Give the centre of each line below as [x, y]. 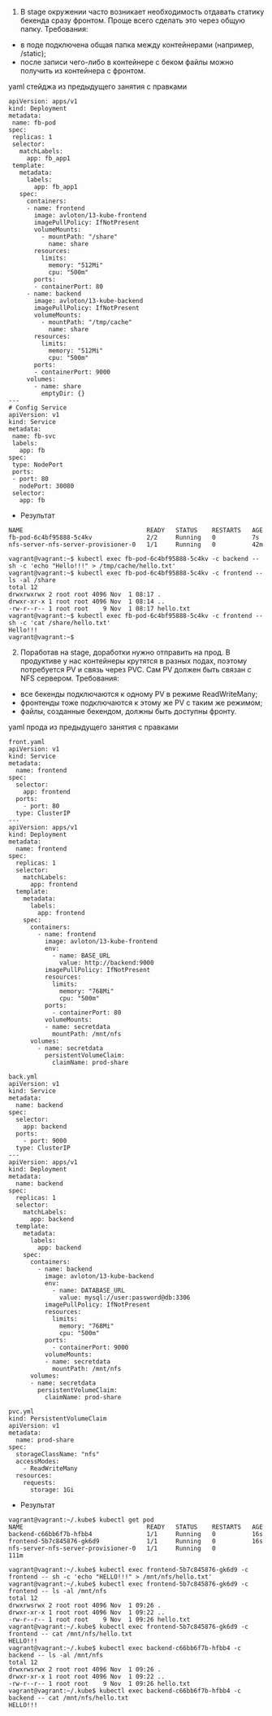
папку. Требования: [54, 29]
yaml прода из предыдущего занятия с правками [93, 727]
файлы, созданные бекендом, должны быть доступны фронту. [128, 711]
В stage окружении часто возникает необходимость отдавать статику [142, 12]
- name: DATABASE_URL [89, 1290]
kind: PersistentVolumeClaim [58, 1419]
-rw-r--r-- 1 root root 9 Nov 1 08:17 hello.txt [99, 609]
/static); [33, 53]
